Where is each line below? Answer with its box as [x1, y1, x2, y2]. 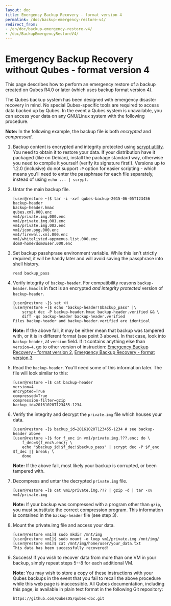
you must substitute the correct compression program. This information [12, 507, 163, 513]
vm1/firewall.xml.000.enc [12, 232, 68, 237]
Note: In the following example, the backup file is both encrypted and [5, 128, 152, 134]
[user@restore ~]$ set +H [12, 300, 68, 305]
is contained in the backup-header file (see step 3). [12, 512, 118, 518]
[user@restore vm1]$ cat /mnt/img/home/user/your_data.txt [12, 541, 141, 546]
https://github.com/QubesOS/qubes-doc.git [12, 596, 105, 601]
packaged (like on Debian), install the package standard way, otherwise [12, 154, 163, 160]
